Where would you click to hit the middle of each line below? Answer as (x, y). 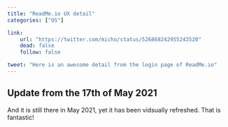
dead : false (37, 46)
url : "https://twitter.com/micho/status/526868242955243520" (111, 39)
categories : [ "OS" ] (36, 20)
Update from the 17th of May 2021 (82, 93)
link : (15, 33)
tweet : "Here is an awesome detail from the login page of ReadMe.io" (112, 65)
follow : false (40, 52)
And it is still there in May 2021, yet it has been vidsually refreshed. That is (114, 110)
